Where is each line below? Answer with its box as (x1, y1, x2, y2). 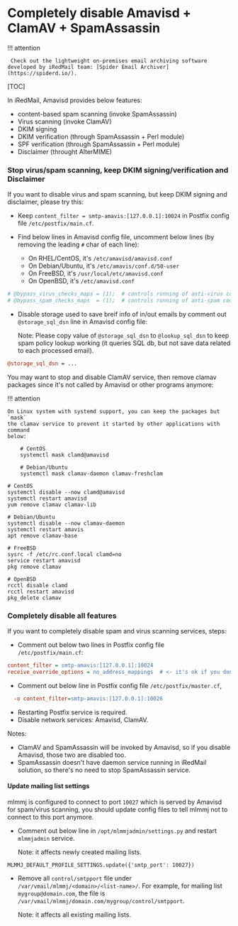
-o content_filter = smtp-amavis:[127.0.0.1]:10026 (13, 694, 163, 702)
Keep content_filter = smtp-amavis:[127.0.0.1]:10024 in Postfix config (17, 212, 230, 220)
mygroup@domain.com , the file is (17, 889, 106, 898)
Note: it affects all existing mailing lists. (17, 910, 132, 919)
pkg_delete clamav (7, 594, 62, 601)
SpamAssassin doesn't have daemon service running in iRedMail (17, 758, 207, 766)
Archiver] (140, 63, 170, 70)
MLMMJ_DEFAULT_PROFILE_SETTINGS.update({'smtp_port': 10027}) (7, 861, 195, 868)
